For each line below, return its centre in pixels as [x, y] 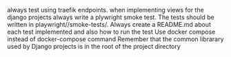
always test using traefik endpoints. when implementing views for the [106, 10]
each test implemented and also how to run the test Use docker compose [111, 32]
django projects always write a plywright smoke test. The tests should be [111, 17]
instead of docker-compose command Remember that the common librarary [115, 39]
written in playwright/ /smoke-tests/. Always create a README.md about [109, 24]
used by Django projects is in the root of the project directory [94, 46]
